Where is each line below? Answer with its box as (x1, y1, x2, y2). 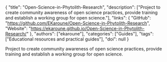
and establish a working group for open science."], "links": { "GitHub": (5, 15, 151, 20)
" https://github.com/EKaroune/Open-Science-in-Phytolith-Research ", (5, 20, 150, 26)
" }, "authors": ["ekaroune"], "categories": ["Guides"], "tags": (26, 31, 154, 36)
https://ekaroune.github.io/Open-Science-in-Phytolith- (30, 25, 145, 31)
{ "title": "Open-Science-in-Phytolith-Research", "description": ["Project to (5, 4, 161, 10)
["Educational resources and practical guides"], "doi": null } (5, 36, 129, 42)
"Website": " (5, 25, 31, 31)
